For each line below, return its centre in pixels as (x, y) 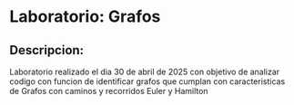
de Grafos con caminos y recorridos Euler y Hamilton (109, 91)
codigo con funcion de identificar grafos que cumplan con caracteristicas (147, 81)
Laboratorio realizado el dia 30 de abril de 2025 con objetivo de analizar (145, 72)
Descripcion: (47, 50)
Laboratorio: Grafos (85, 17)
